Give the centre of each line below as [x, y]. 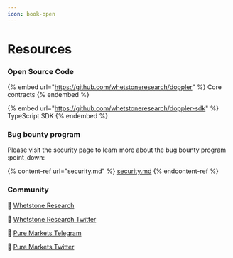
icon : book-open [31, 14]
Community [28, 190]
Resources [40, 49]
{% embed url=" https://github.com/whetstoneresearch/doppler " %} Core [115, 87]
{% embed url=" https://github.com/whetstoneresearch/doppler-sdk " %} [113, 108]
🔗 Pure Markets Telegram [44, 233]
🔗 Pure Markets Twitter [41, 247]
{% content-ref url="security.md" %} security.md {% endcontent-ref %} [113, 171]
